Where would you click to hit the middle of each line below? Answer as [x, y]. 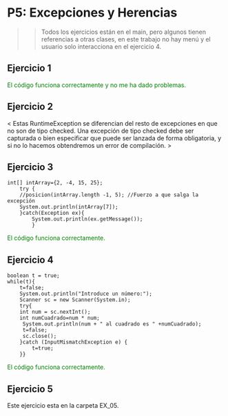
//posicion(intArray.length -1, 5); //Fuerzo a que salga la [109, 195]
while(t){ [21, 282]
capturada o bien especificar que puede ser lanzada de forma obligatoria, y [114, 138]
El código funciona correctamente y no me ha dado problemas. [97, 85]
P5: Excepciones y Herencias [92, 13]
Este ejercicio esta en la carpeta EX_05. [63, 405]
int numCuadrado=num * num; [60, 318]
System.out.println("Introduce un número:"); [86, 294]
